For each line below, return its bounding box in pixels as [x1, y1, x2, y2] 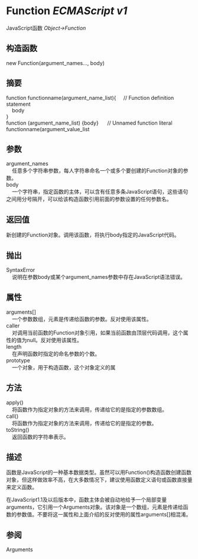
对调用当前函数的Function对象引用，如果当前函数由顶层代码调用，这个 [11, 329, 183, 336]
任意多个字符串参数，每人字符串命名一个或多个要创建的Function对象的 [11, 167, 183, 174]
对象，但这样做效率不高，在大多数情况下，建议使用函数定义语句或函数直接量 [6, 476, 193, 483]
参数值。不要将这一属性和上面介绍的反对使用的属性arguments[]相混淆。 [16, 511, 191, 518]
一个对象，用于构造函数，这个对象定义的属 [11, 363, 116, 370]
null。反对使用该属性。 [26, 336, 83, 343]
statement [6, 100, 31, 108]
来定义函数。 [6, 483, 37, 491]
